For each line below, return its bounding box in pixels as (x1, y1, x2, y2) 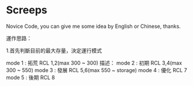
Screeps (6, 3, 48, 17)
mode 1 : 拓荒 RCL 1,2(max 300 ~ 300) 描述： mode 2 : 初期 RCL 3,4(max (6, 59, 182, 66)
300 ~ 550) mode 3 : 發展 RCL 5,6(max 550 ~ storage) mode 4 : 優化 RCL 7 (6, 66, 187, 73)
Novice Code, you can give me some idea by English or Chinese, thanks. (6, 23, 181, 30)
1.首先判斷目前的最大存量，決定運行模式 (6, 47, 102, 54)
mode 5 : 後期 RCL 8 (6, 74, 56, 81)
